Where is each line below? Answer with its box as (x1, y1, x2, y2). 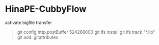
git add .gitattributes (17, 34, 58, 40)
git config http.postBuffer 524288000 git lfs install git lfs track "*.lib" (17, 29, 156, 35)
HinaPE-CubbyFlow (5, 3, 87, 15)
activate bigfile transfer (5, 20, 53, 25)
